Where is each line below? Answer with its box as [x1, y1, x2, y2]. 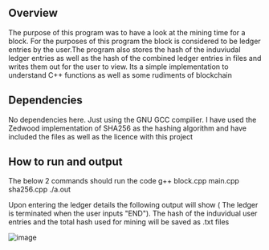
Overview [8, 6, 59, 20]
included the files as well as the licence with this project [8, 131, 194, 141]
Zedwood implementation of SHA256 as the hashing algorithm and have [8, 123, 247, 133]
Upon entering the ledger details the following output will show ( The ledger [8, 200, 259, 210]
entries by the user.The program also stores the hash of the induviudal [8, 44, 241, 54]
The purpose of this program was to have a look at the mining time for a [8, 27, 246, 37]
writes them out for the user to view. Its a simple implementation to [8, 62, 229, 71]
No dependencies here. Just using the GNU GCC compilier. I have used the [8, 115, 257, 124]
